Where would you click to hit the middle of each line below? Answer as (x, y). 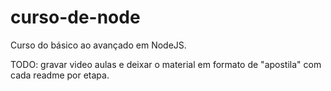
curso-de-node (75, 17)
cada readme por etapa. (60, 75)
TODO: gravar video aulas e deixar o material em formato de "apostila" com (166, 64)
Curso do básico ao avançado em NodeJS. (98, 45)
